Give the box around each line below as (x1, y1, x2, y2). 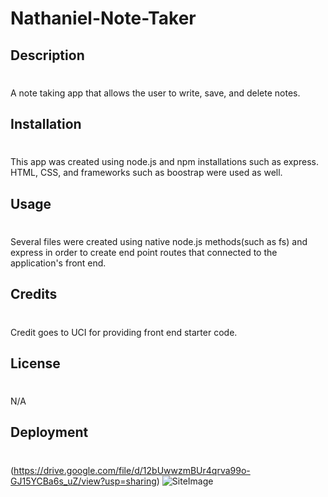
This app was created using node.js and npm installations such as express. (10, 156, 319, 168)
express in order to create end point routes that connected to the (10, 246, 278, 258)
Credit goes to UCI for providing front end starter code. (10, 326, 238, 338)
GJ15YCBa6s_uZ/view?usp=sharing (10, 475, 157, 487)
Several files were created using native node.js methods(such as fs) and (10, 235, 308, 247)
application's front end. (10, 257, 107, 269)
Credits (10, 286, 58, 303)
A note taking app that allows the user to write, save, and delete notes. (10, 87, 301, 99)
